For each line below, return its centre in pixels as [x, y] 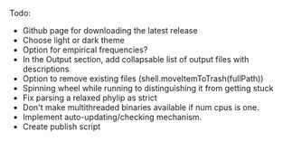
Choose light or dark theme [73, 40]
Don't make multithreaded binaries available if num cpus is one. [141, 107]
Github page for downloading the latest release [110, 30]
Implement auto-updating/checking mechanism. [112, 117]
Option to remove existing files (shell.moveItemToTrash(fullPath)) [143, 79]
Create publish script [61, 127]
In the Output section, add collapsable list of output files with [136, 59]
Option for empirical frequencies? [85, 50]
